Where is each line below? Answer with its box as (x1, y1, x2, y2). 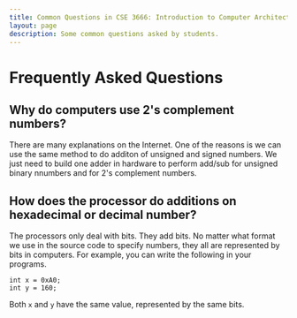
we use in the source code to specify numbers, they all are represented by (9, 240, 280, 251)
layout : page (9, 21, 57, 30)
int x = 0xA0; (9, 276, 62, 285)
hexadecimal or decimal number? (9, 207, 197, 222)
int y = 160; (9, 284, 57, 292)
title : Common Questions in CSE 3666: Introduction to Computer (9, 12, 251, 22)
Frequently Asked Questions (9, 67, 224, 87)
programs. (9, 259, 47, 269)
